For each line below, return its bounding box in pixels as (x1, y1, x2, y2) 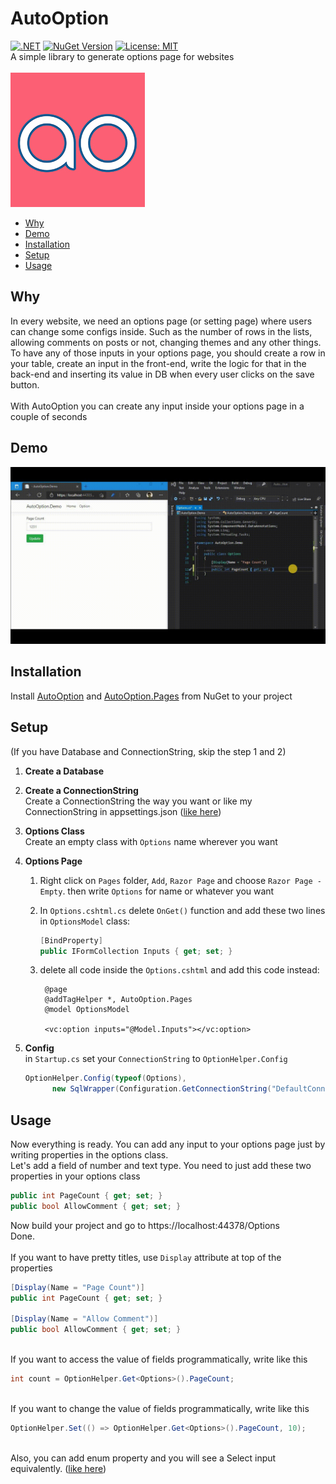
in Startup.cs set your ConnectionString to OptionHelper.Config (24, 1053, 288, 1065)
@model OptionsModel (44, 1005, 130, 1015)
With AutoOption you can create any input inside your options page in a (10, 400, 305, 412)
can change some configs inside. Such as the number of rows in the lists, (10, 325, 313, 337)
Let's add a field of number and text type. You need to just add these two (10, 1160, 312, 1171)
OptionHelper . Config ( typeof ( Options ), (24, 1073, 187, 1084)
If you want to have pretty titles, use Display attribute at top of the (10, 1251, 282, 1263)
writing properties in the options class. (10, 1149, 169, 1161)
